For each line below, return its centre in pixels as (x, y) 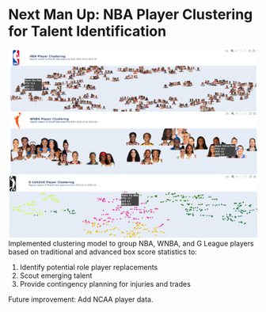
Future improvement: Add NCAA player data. (81, 299)
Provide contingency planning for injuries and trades (105, 283)
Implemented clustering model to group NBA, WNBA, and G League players (131, 243)
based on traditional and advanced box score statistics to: (103, 252)
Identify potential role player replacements (89, 267)
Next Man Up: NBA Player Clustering (131, 15)
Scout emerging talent (56, 276)
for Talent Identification (87, 31)
